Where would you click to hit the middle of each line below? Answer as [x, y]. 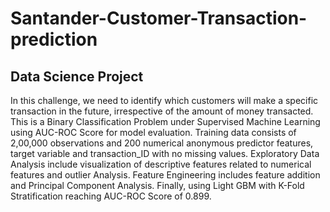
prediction [54, 39]
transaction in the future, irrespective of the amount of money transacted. [162, 111]
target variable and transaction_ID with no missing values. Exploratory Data [165, 153]
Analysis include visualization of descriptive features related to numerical [161, 164]
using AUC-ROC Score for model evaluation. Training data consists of [153, 132]
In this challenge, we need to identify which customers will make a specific [164, 100]
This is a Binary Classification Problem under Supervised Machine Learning [165, 121]
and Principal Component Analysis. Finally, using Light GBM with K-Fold [157, 185]
